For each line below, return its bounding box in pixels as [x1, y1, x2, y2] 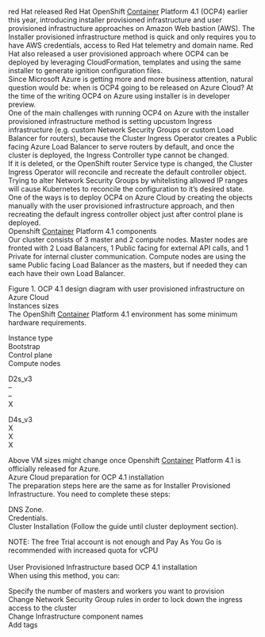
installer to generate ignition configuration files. [8, 66, 163, 75]
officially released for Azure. [8, 464, 101, 473]
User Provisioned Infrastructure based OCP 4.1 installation [8, 562, 198, 572]
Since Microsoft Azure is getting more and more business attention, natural [8, 75, 254, 84]
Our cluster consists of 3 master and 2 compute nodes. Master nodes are [8, 235, 248, 244]
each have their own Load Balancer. [8, 269, 125, 278]
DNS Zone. [8, 505, 44, 514]
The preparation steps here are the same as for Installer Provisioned [8, 481, 231, 490]
